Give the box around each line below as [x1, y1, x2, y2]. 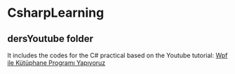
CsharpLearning [7, 5, 105, 21]
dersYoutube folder [7, 33, 93, 45]
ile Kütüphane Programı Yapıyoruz [7, 59, 106, 67]
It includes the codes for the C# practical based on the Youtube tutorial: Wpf [7, 51, 228, 59]
